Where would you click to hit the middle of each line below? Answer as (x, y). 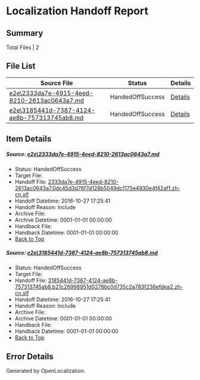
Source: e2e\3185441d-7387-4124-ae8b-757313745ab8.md (82, 253)
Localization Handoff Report (77, 11)
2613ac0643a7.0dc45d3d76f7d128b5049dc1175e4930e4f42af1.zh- (97, 188)
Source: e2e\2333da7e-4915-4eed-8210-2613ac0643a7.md (83, 154)
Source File (57, 83)
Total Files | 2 (23, 47)
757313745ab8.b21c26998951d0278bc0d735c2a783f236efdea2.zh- (99, 287)
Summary (25, 33)
